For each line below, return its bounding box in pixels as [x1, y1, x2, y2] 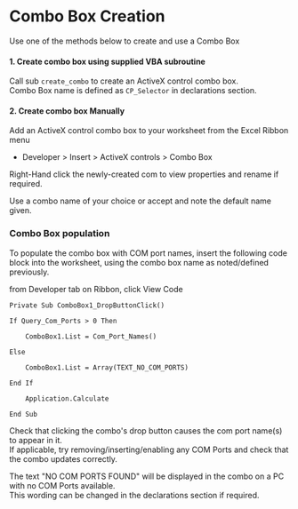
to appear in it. [9, 434, 62, 445]
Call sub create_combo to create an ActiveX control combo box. [9, 76, 238, 86]
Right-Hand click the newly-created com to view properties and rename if [9, 169, 279, 179]
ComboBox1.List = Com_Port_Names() [25, 331, 157, 341]
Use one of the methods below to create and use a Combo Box [9, 36, 240, 46]
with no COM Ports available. [9, 480, 116, 490]
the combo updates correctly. [9, 453, 118, 464]
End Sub [9, 410, 38, 418]
